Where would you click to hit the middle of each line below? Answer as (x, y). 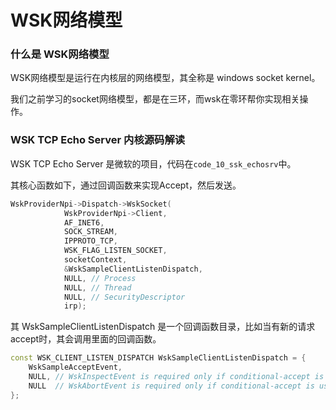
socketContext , (95, 260)
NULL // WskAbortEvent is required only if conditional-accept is (171, 386)
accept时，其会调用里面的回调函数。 (86, 339)
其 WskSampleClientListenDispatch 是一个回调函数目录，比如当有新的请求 (163, 327)
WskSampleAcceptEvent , (75, 367)
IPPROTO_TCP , (90, 241)
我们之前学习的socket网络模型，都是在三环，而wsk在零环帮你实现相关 (155, 99)
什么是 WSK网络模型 (60, 54)
